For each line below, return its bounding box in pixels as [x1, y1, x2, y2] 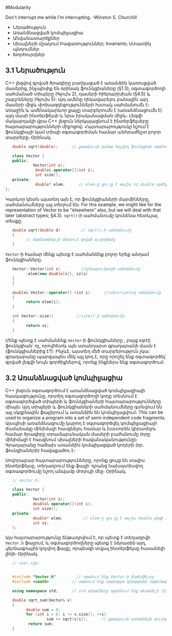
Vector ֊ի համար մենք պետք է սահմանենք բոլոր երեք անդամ [5, 251, 149, 258]
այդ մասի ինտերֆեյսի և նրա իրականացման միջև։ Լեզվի [5, 112, 143, 118]
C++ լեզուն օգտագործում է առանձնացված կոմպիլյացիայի [5, 387, 145, 393]
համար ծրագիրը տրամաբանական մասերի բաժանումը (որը [5, 431, 150, 437]
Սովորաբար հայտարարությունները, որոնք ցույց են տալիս [5, 457, 145, 463]
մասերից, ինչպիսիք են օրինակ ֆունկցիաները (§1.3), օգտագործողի [5, 85, 166, 91]
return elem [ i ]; [26, 300, 60, 305]
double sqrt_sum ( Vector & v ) [12, 598, 72, 603]
